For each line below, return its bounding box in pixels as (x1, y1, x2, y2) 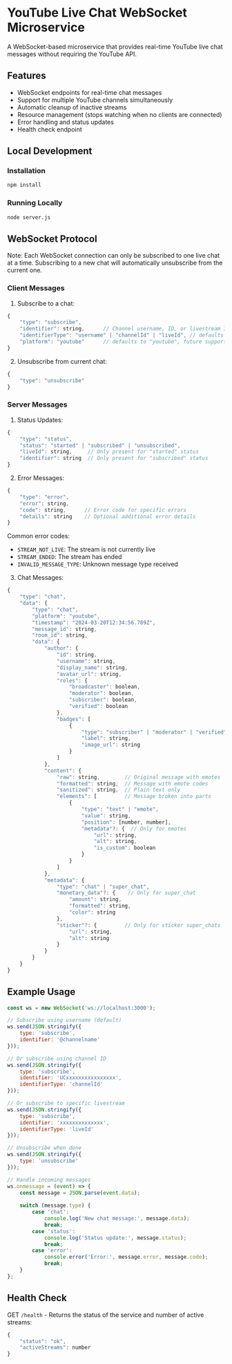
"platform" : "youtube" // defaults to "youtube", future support (19, 338, 227, 346)
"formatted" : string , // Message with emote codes (56, 780, 209, 787)
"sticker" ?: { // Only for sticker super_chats (56, 921, 221, 929)
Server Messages (7, 400, 68, 409)
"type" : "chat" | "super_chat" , (56, 883, 150, 890)
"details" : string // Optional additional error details (19, 513, 196, 520)
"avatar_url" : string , (56, 671, 122, 677)
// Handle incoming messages (7, 1176, 91, 1183)
